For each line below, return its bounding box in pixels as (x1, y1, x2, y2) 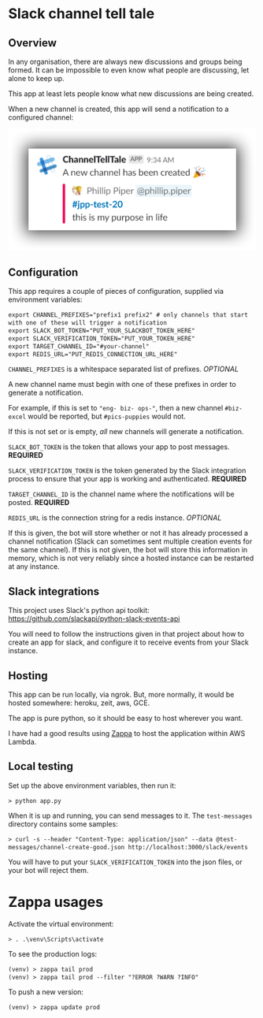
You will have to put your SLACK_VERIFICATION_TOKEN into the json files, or (8, 856, 243, 867)
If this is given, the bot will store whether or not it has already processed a (8, 529, 249, 538)
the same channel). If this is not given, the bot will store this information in (8, 545, 248, 555)
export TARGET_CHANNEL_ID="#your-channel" (8, 343, 150, 351)
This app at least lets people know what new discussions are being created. (8, 89, 254, 98)
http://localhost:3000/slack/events (128, 843, 248, 851)
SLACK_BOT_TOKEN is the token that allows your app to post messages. (8, 442, 230, 451)
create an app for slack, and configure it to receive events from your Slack (8, 637, 250, 647)
